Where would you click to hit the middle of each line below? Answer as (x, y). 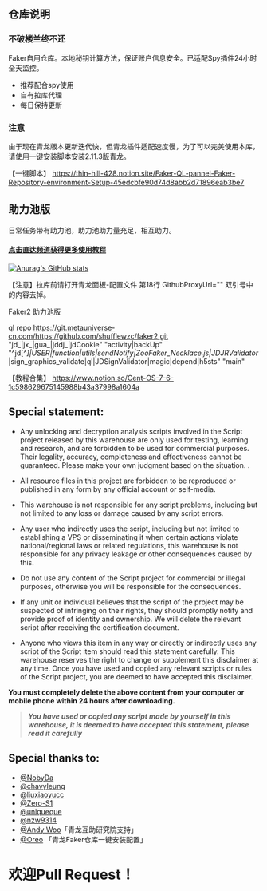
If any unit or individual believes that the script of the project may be (132, 602)
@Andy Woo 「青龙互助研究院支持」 (79, 830)
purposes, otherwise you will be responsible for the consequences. (130, 586)
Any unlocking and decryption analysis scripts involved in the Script (131, 431)
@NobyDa (37, 778)
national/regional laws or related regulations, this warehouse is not (129, 545)
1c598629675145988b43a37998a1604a (74, 387)
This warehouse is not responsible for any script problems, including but (139, 505)
